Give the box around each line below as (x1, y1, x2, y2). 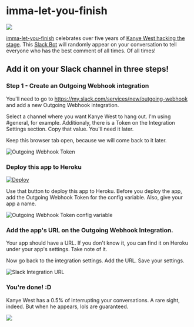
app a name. (6, 200, 36, 207)
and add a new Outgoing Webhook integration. (6, 101, 119, 108)
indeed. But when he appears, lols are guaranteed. (6, 303, 129, 310)
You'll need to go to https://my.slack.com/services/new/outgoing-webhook (6, 95, 188, 102)
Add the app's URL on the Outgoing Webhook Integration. (6, 226, 173, 234)
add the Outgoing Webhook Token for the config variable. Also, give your (6, 193, 183, 201)
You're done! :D (6, 283, 52, 292)
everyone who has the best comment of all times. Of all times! (6, 47, 156, 54)
